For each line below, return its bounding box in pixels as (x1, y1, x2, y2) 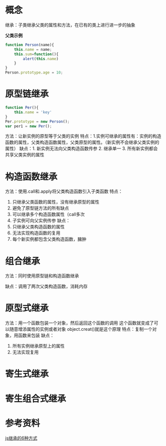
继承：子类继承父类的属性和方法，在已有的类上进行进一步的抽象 (5, 22, 135, 28)
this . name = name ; (14, 47, 52, 52)
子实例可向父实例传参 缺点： (12, 218, 70, 223)
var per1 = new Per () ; (5, 124, 52, 129)
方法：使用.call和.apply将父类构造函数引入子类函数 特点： (5, 188, 123, 194)
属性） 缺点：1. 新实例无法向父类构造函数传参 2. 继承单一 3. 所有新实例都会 (5, 146, 158, 151)
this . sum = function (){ (14, 52, 58, 57)
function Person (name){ (5, 42, 55, 47)
